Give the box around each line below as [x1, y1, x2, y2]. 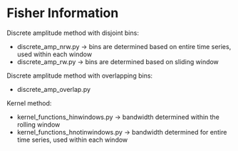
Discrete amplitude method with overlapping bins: [6, 71, 153, 80]
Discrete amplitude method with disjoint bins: [6, 28, 140, 37]
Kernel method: [6, 98, 52, 108]
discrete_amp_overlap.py [16, 85, 90, 93]
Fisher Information [6, 5, 119, 21]
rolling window [16, 120, 61, 129]
